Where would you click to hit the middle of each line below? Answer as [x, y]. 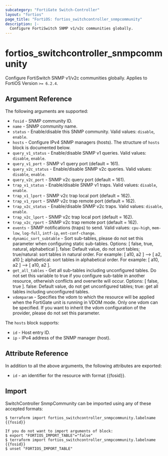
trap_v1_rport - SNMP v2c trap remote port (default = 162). [74, 201]
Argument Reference [39, 99]
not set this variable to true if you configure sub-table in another [79, 275]
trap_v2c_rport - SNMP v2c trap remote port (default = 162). [75, 222]
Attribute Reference [37, 354]
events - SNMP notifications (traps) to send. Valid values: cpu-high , [82, 227]
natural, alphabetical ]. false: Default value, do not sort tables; [76, 249]
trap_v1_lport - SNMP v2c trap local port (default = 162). [72, 195]
